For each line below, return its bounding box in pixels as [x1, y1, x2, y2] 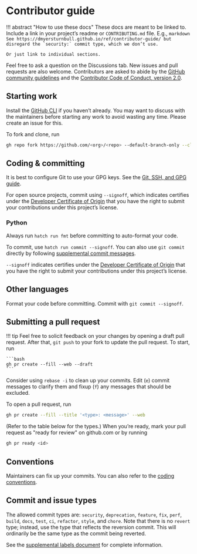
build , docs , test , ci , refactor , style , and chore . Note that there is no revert [6, 517, 191, 524]
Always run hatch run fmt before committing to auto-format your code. [6, 232, 178, 239]
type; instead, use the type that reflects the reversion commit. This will [6, 523, 176, 531]
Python [6, 219, 28, 227]
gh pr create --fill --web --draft [6, 361, 93, 368]
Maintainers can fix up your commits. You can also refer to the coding [6, 472, 175, 479]
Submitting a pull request [6, 317, 100, 327]
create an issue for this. [6, 119, 63, 126]
